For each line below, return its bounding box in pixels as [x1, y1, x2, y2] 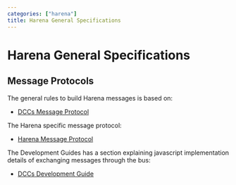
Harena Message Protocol [17, 134, 94, 143]
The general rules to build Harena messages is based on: [7, 94, 173, 102]
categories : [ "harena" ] [7, 10, 77, 18]
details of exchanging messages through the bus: [7, 155, 151, 164]
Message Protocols [7, 75, 94, 87]
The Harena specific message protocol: [7, 121, 122, 129]
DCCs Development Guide [17, 170, 94, 178]
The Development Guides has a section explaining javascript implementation [7, 148, 230, 157]
